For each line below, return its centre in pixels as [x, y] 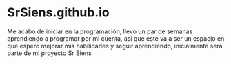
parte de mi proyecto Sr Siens [49, 53]
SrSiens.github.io [59, 13]
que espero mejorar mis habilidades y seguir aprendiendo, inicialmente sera [115, 46]
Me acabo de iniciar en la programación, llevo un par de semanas [100, 31]
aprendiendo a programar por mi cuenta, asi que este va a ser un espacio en [116, 38]
